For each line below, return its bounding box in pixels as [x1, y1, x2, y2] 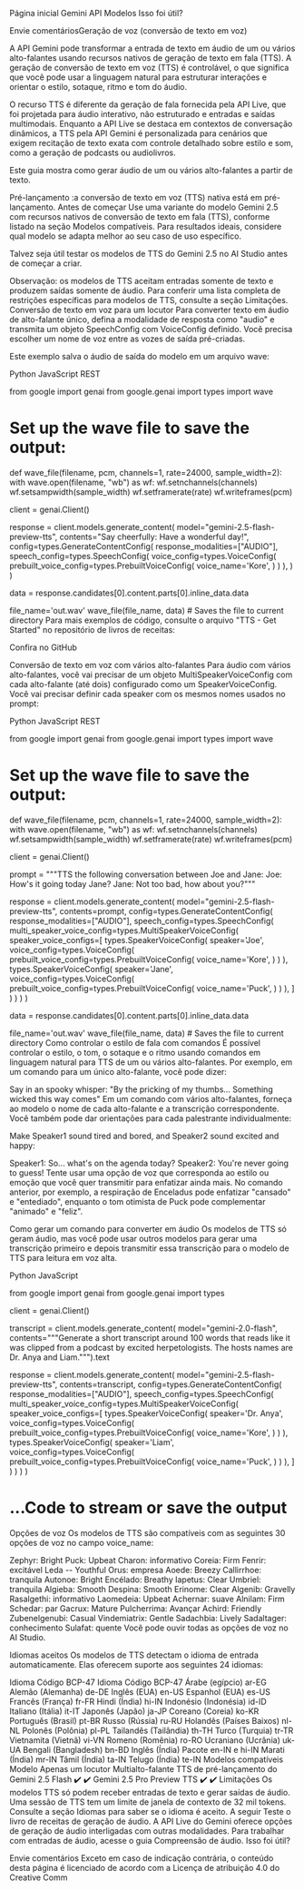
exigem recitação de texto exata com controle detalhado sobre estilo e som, [9, 138, 294, 148]
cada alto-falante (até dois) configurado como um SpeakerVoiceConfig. [9, 678, 278, 689]
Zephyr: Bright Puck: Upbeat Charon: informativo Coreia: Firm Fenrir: [9, 1554, 267, 1565]
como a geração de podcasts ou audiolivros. [9, 147, 176, 158]
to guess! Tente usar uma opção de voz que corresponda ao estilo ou [9, 1166, 270, 1178]
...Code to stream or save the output [9, 1498, 288, 1519]
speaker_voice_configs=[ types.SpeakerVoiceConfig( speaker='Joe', [9, 934, 265, 945]
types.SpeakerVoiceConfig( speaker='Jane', [9, 963, 174, 974]
